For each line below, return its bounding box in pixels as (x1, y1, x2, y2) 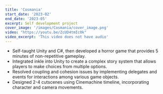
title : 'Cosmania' (5, 7, 43, 12)
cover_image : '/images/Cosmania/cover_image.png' (5, 25, 109, 30)
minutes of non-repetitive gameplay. (12, 53, 86, 59)
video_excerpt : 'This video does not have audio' (5, 35, 109, 40)
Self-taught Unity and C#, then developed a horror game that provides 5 (12, 47, 159, 54)
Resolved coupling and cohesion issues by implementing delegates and (12, 69, 157, 74)
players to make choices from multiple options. (12, 63, 107, 69)
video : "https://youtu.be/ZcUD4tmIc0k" (5, 30, 87, 35)
